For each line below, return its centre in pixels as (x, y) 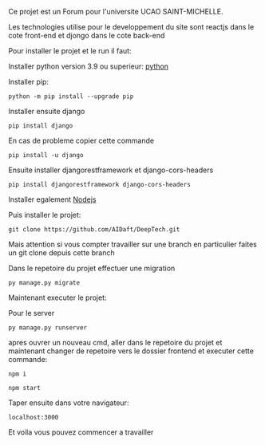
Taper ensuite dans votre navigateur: (69, 403)
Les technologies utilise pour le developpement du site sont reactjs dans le (131, 27)
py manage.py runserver (48, 328)
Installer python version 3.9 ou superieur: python (89, 66)
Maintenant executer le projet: (57, 297)
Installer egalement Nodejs (52, 199)
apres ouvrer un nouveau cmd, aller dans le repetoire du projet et (115, 343)
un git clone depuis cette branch (61, 253)
